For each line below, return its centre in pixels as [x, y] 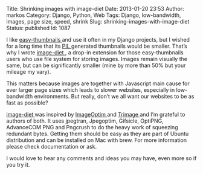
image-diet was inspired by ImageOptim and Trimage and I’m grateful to [96, 114]
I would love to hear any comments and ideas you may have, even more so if [101, 158]
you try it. [18, 165]
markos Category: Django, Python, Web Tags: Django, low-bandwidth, [94, 15]
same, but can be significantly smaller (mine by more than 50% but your [96, 65]
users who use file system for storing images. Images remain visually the [97, 59]
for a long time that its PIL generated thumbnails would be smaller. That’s [97, 46]
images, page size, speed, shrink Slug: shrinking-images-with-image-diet [98, 21]
